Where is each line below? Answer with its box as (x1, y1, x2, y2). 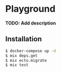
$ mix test (5, 62, 29, 68)
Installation (5, 35, 42, 43)
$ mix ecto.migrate (5, 58, 47, 63)
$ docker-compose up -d (5, 48, 56, 54)
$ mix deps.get (5, 53, 38, 58)
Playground (5, 3, 55, 15)
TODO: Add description (5, 20, 56, 26)
